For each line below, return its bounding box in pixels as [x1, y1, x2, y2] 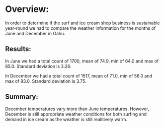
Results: [5, 45, 31, 53]
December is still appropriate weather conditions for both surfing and [5, 111, 147, 117]
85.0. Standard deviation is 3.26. [5, 63, 72, 69]
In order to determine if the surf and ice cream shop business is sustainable [5, 20, 160, 26]
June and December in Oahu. [5, 30, 66, 36]
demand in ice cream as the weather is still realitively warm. [5, 116, 128, 122]
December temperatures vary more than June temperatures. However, [5, 106, 150, 112]
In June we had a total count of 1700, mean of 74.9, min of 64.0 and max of [5, 58, 159, 64]
